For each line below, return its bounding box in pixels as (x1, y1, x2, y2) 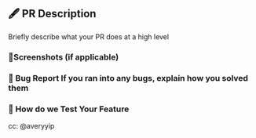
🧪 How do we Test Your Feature (8, 103, 130, 114)
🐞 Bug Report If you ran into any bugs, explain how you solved (8, 72, 249, 83)
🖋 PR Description (8, 7, 97, 20)
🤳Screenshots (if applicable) (8, 51, 119, 62)
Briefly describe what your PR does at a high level (8, 31, 170, 42)
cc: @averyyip (8, 121, 55, 130)
